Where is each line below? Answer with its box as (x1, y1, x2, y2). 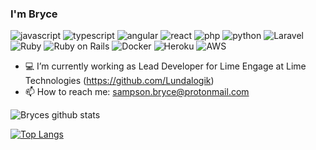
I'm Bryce (10, 7, 58, 21)
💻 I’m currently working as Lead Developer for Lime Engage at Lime (24, 60, 307, 72)
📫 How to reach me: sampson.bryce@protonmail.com (24, 86, 250, 98)
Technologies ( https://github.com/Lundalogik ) (24, 75, 215, 87)
